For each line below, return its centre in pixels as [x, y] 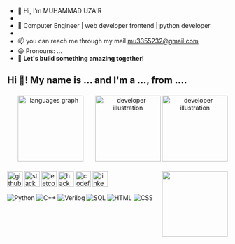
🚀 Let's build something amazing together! [81, 58]
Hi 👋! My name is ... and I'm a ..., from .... [97, 80]
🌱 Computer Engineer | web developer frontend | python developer [114, 26]
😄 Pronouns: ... [40, 51]
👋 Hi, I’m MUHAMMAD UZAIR [59, 11]
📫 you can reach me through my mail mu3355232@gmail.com [108, 41]
